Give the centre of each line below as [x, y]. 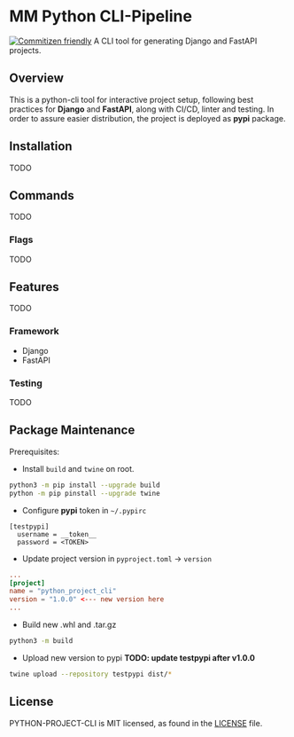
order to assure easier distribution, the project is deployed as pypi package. [147, 118]
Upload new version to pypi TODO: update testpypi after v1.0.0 [138, 657]
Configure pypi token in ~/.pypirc [84, 510]
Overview [37, 78]
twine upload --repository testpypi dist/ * [91, 674]
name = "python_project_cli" [63, 592]
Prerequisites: [35, 451]
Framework [34, 332]
